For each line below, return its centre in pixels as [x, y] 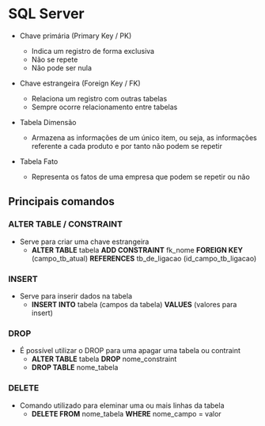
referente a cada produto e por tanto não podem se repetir [127, 146]
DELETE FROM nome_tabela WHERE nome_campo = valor [126, 413]
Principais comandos [61, 202]
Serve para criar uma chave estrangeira [84, 242]
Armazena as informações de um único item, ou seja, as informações [144, 137]
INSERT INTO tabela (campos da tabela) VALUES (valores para [134, 304]
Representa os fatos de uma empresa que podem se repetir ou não [141, 177]
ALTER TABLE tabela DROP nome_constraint [104, 359]
